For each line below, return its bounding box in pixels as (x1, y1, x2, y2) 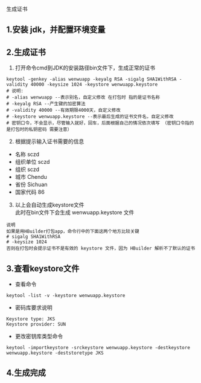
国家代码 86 (14, 188, 45, 196)
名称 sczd (14, 150, 40, 158)
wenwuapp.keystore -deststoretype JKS (6, 350, 104, 356)
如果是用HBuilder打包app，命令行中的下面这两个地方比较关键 (6, 228, 140, 234)
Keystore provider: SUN (6, 321, 66, 327)
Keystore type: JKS (6, 316, 56, 322)
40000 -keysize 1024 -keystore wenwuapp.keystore (30, 82, 158, 88)
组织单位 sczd (14, 158, 50, 166)
